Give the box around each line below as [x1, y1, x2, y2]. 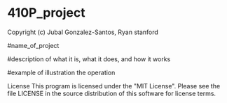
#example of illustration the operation [7, 68, 116, 77]
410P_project [7, 5, 85, 21]
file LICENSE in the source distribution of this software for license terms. [7, 89, 216, 97]
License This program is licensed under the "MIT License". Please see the [7, 81, 221, 90]
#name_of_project [7, 41, 60, 49]
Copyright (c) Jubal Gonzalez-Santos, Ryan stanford [7, 28, 159, 36]
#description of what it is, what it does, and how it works [7, 54, 171, 63]
